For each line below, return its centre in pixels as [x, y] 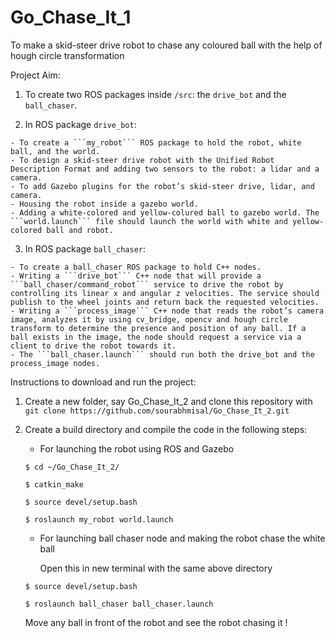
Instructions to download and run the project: [103, 382]
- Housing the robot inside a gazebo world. [104, 204]
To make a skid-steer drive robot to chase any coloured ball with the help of [166, 45]
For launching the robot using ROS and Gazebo [137, 448]
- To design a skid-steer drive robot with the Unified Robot [142, 160]
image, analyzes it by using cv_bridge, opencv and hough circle [149, 319]
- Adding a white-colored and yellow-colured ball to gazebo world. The [165, 212]
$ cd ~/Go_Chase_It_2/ [72, 467]
